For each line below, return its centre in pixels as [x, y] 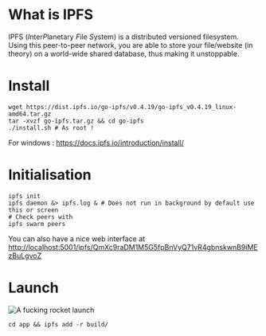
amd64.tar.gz [30, 114]
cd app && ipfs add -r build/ [59, 324]
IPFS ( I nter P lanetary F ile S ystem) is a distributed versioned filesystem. [123, 37]
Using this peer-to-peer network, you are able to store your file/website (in [131, 45]
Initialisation [50, 175]
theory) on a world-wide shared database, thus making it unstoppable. [124, 53]
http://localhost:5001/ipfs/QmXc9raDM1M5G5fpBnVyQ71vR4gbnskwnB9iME [133, 247]
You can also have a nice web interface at [77, 238]
